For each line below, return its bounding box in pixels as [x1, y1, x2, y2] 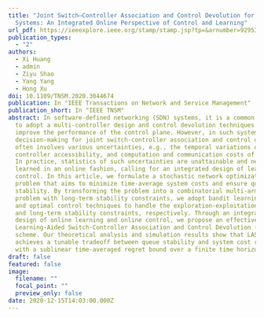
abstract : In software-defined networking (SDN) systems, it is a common [8, 114, 255, 122]
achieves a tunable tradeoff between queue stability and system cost [15, 238, 251, 246]
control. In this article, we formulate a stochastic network [15, 172, 223, 181]
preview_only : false [15, 289, 82, 297]
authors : [8, 48, 37, 56]
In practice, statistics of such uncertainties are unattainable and [15, 158, 247, 166]
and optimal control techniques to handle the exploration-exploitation [15, 201, 258, 209]
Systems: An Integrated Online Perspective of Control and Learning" [15, 19, 247, 27]
